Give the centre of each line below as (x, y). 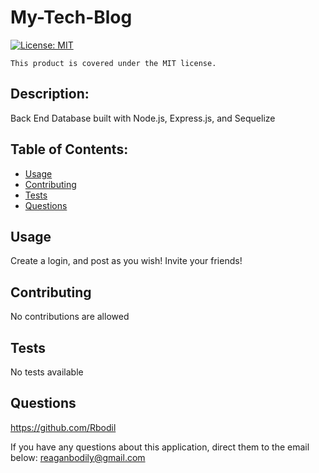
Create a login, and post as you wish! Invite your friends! (126, 261)
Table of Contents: (69, 149)
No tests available (47, 372)
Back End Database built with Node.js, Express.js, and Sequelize (143, 118)
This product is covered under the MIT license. (113, 63)
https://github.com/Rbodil (63, 427)
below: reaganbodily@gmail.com (78, 457)
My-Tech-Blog (71, 17)
